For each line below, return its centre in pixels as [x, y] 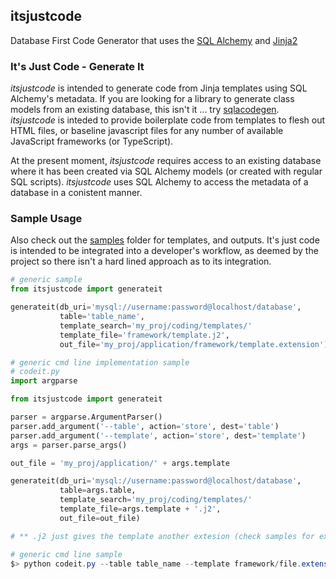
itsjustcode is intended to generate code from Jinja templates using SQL [159, 88]
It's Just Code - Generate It [77, 66]
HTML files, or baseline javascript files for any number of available [147, 131]
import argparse [44, 381]
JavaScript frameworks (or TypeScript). [92, 141]
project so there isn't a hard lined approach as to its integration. [141, 261]
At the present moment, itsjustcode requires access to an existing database [166, 161]
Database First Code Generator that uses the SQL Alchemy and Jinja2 [154, 40]
